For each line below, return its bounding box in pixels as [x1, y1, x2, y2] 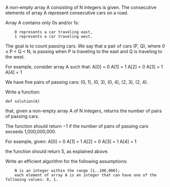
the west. [5, 54, 25, 60]
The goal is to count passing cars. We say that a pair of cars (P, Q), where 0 [5, 43, 165, 49]
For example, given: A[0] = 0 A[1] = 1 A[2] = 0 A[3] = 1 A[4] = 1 [5, 138, 137, 145]
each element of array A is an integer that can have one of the [14, 173, 157, 178]
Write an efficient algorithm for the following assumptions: [5, 158, 128, 164]
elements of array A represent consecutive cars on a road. [5, 10, 129, 16]
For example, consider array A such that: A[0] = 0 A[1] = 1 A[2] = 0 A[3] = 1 [5, 64, 163, 69]
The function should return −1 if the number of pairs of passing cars [5, 123, 148, 129]
